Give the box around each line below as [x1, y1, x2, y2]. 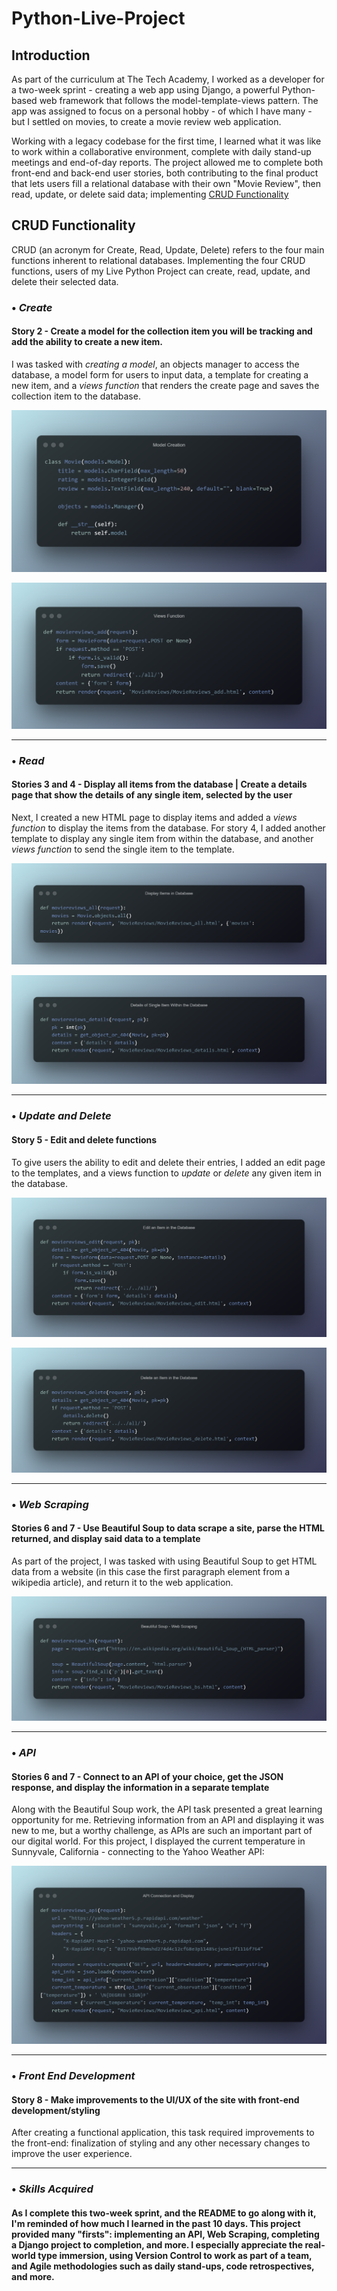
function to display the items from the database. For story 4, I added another [11, 822, 326, 834]
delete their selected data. [11, 275, 119, 287]
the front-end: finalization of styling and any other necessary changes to [11, 2137, 311, 2149]
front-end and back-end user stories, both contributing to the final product [11, 167, 319, 179]
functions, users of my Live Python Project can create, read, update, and [11, 265, 311, 277]
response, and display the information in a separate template [11, 1781, 270, 1793]
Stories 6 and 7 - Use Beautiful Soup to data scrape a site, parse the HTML [11, 1522, 325, 1534]
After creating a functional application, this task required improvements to [11, 2127, 315, 2139]
